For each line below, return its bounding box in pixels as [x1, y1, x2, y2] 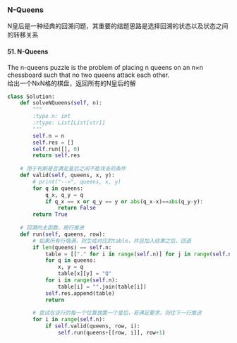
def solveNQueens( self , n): [20, 100, 102, 107]
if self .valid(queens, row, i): [44, 323, 140, 330]
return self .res [32, 152, 80, 160]
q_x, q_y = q [44, 191, 83, 198]
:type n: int [32, 113, 71, 120]
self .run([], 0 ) [32, 145, 80, 152]
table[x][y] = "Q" [57, 270, 112, 277]
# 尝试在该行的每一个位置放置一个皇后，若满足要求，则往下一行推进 [32, 309, 202, 317]
